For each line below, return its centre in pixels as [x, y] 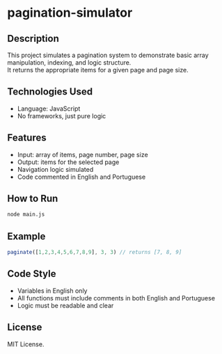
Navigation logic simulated [55, 169]
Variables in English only [52, 291]
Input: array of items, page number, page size [82, 154]
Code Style [32, 274]
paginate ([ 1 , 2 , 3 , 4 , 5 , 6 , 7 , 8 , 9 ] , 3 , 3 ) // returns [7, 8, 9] [95, 252]
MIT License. [26, 344]
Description [33, 39]
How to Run [33, 199]
